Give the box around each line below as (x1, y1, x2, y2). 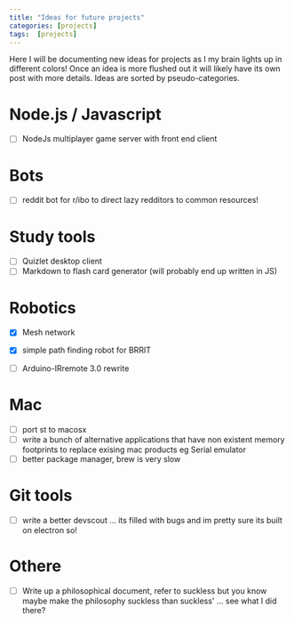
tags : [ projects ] (9, 29, 77, 38)
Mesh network (21, 327, 75, 338)
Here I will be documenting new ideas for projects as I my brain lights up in (9, 54, 282, 65)
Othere (9, 555, 62, 576)
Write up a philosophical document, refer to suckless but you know (21, 585, 267, 596)
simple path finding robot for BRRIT (21, 344, 152, 356)
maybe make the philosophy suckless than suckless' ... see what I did (21, 595, 277, 606)
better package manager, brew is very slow (21, 453, 181, 464)
